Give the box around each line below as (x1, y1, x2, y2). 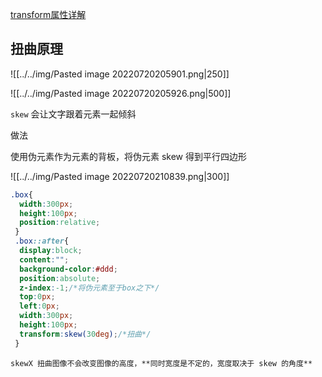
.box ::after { (14, 236, 70, 247)
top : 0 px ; (19, 292, 56, 302)
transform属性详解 (10, 9, 87, 20)
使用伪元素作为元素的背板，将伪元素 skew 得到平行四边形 (10, 150, 247, 162)
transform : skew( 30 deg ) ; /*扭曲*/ (19, 329, 152, 339)
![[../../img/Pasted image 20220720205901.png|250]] (10, 68, 230, 80)
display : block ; (19, 246, 83, 256)
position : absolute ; (19, 273, 101, 283)
